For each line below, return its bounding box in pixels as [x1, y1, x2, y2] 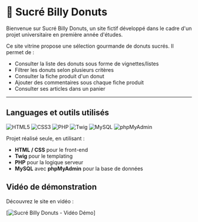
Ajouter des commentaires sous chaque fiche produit [14, 79, 144, 86]
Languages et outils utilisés [6, 108, 109, 118]
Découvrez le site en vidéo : [6, 197, 74, 205]
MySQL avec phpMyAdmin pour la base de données [14, 165, 143, 172]
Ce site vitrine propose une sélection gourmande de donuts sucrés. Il [6, 42, 174, 49]
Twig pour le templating [14, 153, 73, 160]
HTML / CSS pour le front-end [14, 146, 88, 153]
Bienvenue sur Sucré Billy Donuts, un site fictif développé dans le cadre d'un [6, 25, 192, 32]
